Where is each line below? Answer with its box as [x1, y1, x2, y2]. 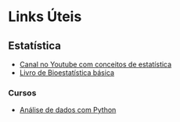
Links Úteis [8, 8, 82, 26]
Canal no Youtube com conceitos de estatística [19, 59, 172, 69]
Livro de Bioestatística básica [19, 68, 115, 77]
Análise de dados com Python [19, 106, 117, 115]
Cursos [8, 87, 37, 98]
